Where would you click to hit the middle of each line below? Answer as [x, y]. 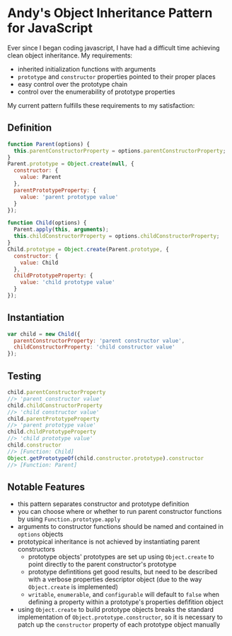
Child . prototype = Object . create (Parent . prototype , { [88, 249]
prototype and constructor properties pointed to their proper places [116, 77]
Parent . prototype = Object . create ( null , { [71, 164]
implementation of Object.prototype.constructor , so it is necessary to [120, 617]
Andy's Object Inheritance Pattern [110, 13]
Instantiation [36, 318]
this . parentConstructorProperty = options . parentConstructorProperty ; [120, 150]
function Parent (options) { [49, 144]
